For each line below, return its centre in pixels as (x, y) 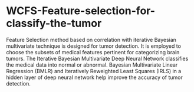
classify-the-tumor (54, 23)
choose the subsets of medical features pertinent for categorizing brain (93, 52)
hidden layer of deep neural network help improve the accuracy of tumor (94, 77)
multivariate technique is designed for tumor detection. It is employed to (94, 46)
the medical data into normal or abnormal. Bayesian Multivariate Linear (92, 65)
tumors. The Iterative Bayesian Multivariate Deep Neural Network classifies (97, 58)
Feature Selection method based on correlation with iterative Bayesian (91, 40)
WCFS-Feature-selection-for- (80, 11)
